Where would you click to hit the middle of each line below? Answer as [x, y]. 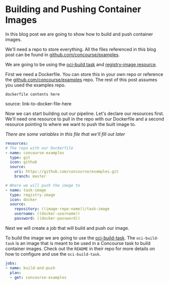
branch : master [30, 176]
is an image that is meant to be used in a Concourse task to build [83, 243]
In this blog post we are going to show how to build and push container [79, 34]
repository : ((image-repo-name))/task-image [62, 209]
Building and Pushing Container [73, 9]
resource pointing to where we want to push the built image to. [71, 124]
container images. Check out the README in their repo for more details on [80, 249]
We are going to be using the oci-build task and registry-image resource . [81, 64]
